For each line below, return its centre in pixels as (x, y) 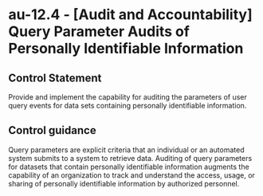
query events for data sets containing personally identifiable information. (128, 106)
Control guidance (53, 130)
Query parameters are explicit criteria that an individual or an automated (126, 150)
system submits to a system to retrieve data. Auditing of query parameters (130, 158)
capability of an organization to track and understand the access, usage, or (131, 175)
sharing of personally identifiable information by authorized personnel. (124, 183)
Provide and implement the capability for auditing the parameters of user (128, 97)
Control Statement (55, 78)
